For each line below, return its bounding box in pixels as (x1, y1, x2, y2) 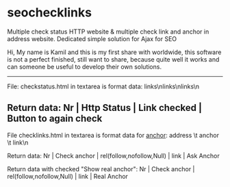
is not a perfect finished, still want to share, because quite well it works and (7, 55, 220, 63)
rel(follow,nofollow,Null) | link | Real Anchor (7, 172, 129, 180)
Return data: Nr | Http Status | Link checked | (7, 102, 202, 114)
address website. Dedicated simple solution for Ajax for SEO (7, 34, 177, 42)
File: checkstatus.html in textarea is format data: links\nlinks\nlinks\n (7, 82, 200, 90)
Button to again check (7, 113, 103, 125)
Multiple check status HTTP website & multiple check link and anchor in (7, 27, 209, 36)
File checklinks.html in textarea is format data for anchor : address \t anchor (7, 131, 219, 139)
